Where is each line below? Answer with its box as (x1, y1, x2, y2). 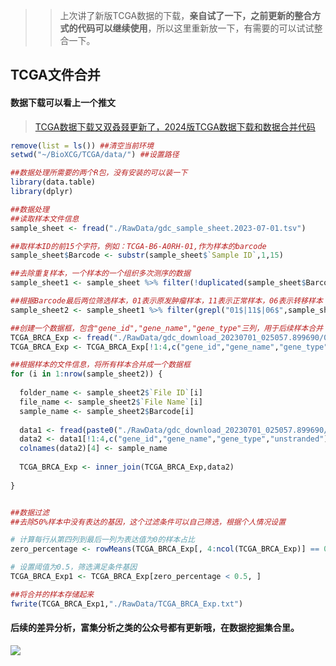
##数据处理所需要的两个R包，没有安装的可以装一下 (10, 168, 188, 178)
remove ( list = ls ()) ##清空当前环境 (10, 140, 154, 151)
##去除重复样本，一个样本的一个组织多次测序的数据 (10, 269, 191, 279)
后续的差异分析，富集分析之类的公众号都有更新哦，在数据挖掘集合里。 (10, 622, 300, 634)
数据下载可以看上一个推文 (10, 96, 116, 108)
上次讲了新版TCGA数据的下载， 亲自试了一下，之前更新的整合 (59, 10, 313, 21)
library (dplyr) (10, 187, 74, 197)
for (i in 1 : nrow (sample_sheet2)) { (10, 369, 163, 379)
